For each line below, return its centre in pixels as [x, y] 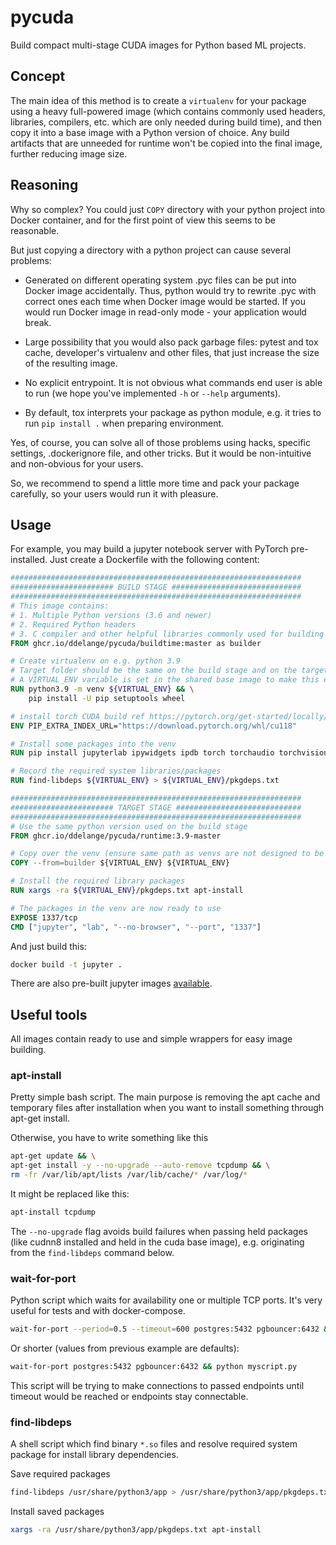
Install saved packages [57, 1512]
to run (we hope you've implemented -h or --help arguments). [153, 393]
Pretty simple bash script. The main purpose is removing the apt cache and [165, 1097]
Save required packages [60, 1474]
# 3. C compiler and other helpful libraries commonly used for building [167, 634]
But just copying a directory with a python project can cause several [151, 250]
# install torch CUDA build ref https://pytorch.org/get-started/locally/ [169, 716]
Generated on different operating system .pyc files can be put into [160, 280]
